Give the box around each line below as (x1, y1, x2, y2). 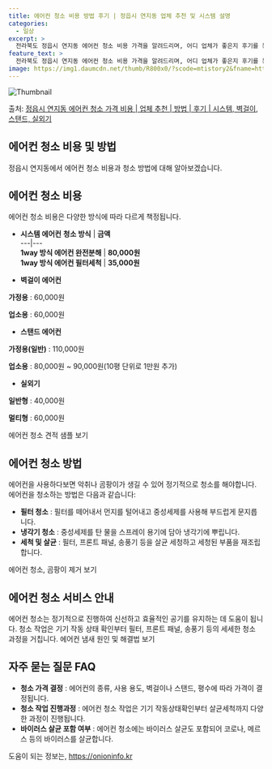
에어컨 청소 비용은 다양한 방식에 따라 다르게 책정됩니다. (8, 212, 181, 221)
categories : (8, 19, 49, 28)
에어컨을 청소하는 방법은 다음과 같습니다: (8, 490, 136, 500)
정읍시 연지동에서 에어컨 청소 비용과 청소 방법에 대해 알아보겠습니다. (8, 163, 223, 173)
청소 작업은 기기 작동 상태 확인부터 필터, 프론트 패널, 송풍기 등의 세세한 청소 (19, 624, 257, 634)
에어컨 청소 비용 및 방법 (8, 140, 117, 154)
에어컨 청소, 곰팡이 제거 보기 (8, 565, 97, 574)
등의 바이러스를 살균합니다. (28, 733, 114, 743)
